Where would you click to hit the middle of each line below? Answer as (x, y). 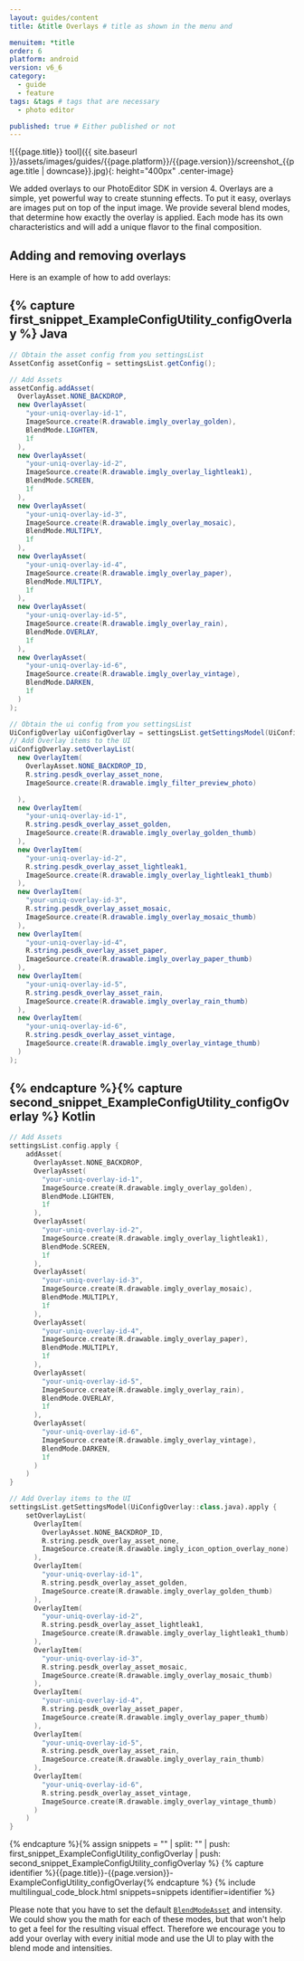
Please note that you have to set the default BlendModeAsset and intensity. (146, 1909)
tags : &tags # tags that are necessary (85, 101)
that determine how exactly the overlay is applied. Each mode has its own (146, 217)
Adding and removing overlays (98, 256)
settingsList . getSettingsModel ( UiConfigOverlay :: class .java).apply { (143, 1508)
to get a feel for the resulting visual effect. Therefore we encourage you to (147, 1929)
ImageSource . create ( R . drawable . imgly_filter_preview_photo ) (141, 783)
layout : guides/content (54, 18)
